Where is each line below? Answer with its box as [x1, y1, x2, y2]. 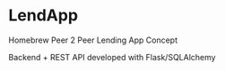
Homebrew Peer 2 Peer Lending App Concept [8, 35, 178, 45]
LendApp [8, 5, 78, 26]
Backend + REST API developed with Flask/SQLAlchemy [8, 51, 216, 62]
